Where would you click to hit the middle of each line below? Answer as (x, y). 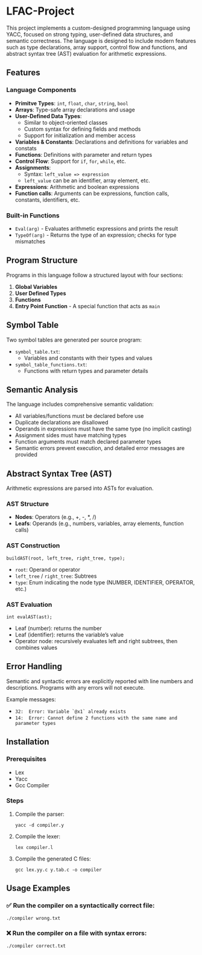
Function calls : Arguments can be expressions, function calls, (92, 193)
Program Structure (42, 261)
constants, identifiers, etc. (47, 200)
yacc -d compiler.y (39, 825)
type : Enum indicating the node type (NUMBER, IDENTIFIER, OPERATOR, (105, 582)
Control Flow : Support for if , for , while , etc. (71, 161)
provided (26, 455)
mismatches (30, 241)
